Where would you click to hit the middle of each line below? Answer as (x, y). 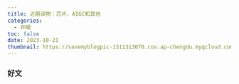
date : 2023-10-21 (33, 41)
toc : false (23, 34)
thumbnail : (23, 47)
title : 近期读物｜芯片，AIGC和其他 (54, 14)
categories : (25, 21)
